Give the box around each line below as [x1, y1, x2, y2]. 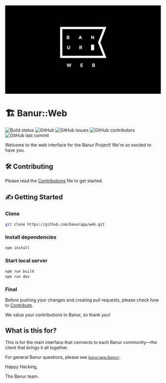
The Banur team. [5, 374, 40, 380]
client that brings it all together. [5, 344, 69, 351]
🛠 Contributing [5, 162, 53, 170]
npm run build [5, 269, 35, 274]
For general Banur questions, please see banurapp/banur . [5, 354, 121, 360]
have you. [5, 147, 25, 153]
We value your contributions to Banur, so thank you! [5, 312, 111, 318]
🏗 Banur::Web [5, 107, 68, 119]
